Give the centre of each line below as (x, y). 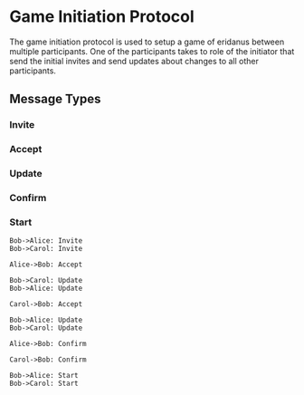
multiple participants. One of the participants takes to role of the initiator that (152, 51)
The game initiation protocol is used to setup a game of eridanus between (147, 42)
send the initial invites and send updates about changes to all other (134, 61)
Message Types (55, 99)
